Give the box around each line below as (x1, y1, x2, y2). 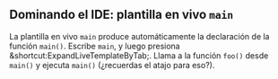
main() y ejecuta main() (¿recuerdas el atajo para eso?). (9, 59, 215, 70)
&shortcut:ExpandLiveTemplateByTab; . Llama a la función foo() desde (9, 49, 269, 61)
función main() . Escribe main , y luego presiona (9, 40, 181, 51)
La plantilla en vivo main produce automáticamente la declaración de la (9, 31, 270, 41)
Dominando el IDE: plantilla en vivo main (9, 7, 234, 22)
